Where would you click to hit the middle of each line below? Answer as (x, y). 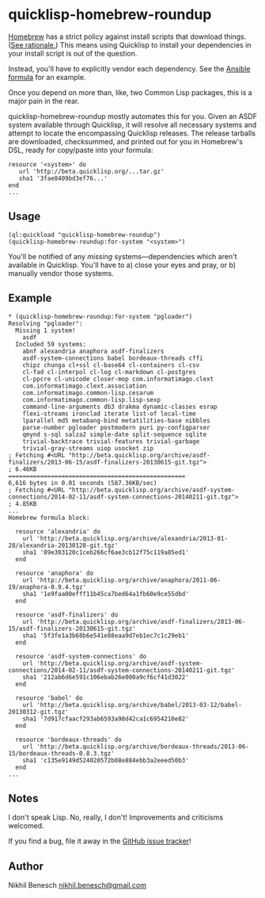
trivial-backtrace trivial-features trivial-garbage (111, 441)
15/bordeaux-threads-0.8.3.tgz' (61, 753)
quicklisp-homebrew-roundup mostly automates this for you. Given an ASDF (132, 116)
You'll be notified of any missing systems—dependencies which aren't (123, 256)
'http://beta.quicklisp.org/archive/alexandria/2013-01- (132, 538)
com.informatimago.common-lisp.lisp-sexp (91, 399)
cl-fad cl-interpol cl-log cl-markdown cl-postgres (109, 372)
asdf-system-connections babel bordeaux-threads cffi (113, 358)
